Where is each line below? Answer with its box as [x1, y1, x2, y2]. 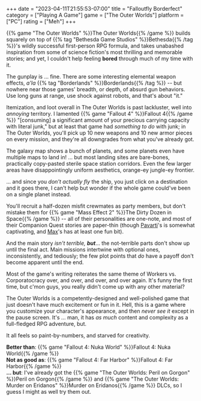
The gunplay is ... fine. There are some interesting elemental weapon [6, 73, 176, 80]
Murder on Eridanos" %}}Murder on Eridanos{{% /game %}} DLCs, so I [6, 382, 182, 389]
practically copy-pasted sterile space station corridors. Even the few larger [6, 160, 191, 167]
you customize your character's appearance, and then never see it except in [6, 307, 195, 315]
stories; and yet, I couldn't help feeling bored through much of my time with [6, 55, 193, 62]
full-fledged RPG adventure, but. [6, 321, 87, 327]
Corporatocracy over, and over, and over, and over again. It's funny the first [6, 277, 193, 284]
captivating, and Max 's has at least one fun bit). [6, 228, 124, 235]
